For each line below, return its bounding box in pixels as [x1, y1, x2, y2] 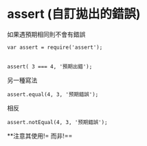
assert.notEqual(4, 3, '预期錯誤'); [7, 119, 108, 125]
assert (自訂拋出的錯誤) [7, 6, 141, 22]
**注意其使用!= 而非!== [7, 132, 73, 140]
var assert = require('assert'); [7, 44, 103, 51]
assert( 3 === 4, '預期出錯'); [7, 63, 93, 70]
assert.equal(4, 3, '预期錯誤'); [7, 90, 99, 98]
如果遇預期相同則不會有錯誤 [7, 30, 86, 38]
